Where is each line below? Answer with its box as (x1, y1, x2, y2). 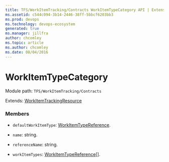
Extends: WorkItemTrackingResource (5, 98, 82, 104)
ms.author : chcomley (5, 45, 49, 50)
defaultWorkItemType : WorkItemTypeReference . (12, 122, 111, 128)
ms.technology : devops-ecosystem (5, 21, 75, 27)
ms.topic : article (5, 40, 44, 45)
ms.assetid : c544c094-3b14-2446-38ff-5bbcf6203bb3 (5, 12, 114, 17)
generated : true (5, 26, 39, 31)
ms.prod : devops (5, 17, 39, 22)
